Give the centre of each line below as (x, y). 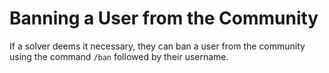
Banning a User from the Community (164, 18)
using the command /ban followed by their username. (119, 56)
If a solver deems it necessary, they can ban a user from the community (157, 46)
